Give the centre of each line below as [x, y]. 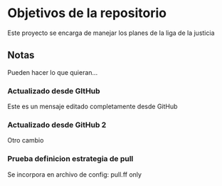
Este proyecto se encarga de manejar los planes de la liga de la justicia [111, 33]
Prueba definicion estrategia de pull [70, 159]
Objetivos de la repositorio [87, 13]
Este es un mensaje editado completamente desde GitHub [92, 107]
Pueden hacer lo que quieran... [53, 72]
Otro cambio [26, 140]
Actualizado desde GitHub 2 [57, 125]
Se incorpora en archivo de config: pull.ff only [75, 174]
